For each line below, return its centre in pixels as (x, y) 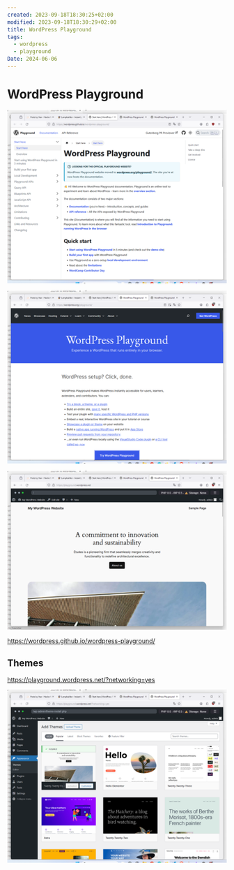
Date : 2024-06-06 (32, 59)
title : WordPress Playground (49, 29)
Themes (25, 663)
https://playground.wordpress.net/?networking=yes (81, 680)
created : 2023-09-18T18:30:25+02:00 (60, 15)
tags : (15, 37)
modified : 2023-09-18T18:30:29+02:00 (62, 22)
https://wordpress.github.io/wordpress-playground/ (81, 641)
